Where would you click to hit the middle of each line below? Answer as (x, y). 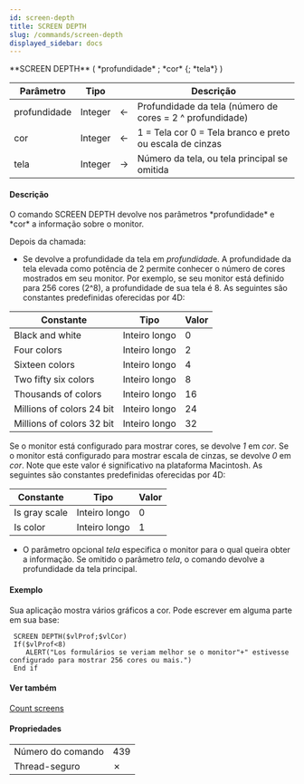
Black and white (47, 335)
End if (26, 668)
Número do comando (59, 751)
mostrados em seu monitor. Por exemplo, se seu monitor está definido (153, 278)
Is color (30, 528)
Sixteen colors (44, 365)
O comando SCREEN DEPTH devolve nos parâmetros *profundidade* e (142, 215)
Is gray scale (41, 513)
